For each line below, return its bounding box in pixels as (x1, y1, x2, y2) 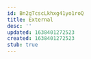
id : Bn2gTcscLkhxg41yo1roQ (7, 9, 84, 17)
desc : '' (7, 22, 32, 29)
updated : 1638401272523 (7, 28, 75, 36)
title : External (7, 16, 53, 23)
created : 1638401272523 (7, 35, 75, 42)
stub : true (7, 41, 38, 48)
